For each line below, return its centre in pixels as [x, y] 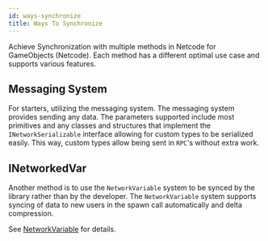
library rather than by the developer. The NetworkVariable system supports [132, 197]
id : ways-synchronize [45, 16]
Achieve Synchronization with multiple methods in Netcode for [112, 46]
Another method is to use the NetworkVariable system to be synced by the [132, 188]
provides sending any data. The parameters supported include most [121, 117]
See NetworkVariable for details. [62, 229]
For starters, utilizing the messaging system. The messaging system [121, 108]
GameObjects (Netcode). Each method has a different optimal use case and [134, 55]
